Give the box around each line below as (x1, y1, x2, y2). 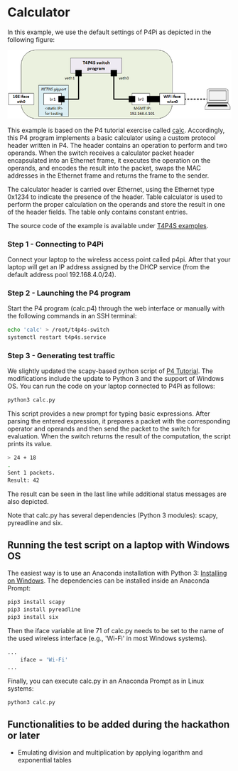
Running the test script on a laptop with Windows (7, 539, 230, 551)
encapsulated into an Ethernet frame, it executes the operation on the (7, 156, 211, 164)
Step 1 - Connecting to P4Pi (7, 239, 104, 249)
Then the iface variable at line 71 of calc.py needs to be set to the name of (7, 627, 225, 635)
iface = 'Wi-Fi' (20, 656, 69, 663)
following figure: (7, 35, 55, 43)
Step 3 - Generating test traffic (7, 350, 116, 360)
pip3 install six (7, 614, 59, 621)
